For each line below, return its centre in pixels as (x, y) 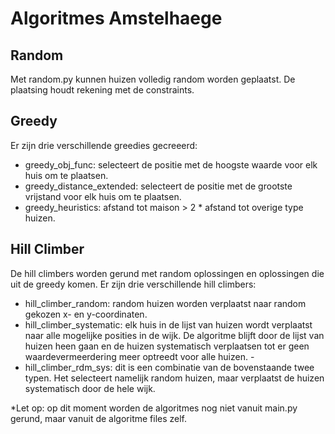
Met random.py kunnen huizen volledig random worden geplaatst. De (153, 79)
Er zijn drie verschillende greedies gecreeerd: (104, 145)
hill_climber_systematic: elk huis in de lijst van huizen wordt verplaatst (168, 324)
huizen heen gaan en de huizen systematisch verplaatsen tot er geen (167, 346)
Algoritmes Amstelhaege (116, 18)
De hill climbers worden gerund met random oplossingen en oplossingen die (167, 273)
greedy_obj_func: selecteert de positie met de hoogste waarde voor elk (171, 164)
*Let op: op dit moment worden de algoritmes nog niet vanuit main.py (154, 408)
